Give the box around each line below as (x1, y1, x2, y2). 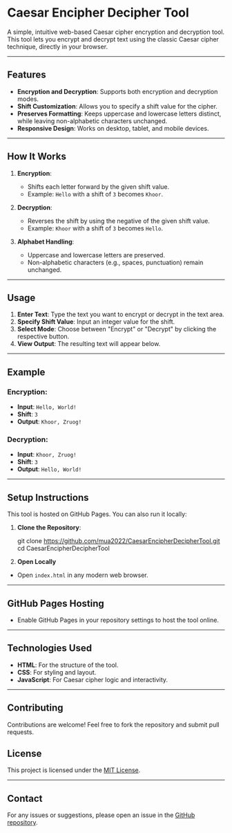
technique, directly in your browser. (7, 42, 108, 51)
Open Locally (17, 558, 57, 566)
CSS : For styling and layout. (17, 668, 97, 676)
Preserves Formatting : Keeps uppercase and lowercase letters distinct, (17, 109, 222, 118)
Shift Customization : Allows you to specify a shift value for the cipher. (17, 102, 217, 110)
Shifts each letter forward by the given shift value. (27, 182, 170, 191)
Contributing (7, 702, 64, 714)
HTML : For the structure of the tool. (17, 661, 119, 669)
